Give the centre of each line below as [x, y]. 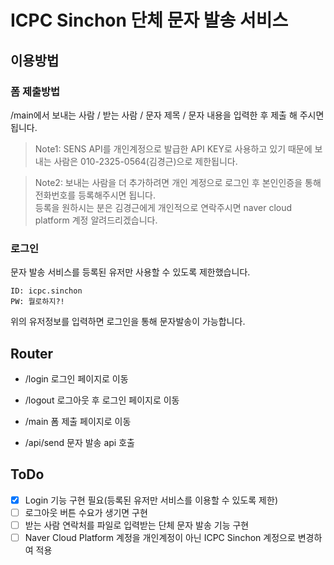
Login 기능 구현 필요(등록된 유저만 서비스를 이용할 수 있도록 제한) [151, 500]
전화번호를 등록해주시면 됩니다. [95, 195]
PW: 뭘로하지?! [37, 302]
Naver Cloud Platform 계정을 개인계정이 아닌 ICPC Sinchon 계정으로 [160, 537]
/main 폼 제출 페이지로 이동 [78, 421]
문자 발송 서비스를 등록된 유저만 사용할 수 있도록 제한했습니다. [130, 272]
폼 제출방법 [35, 91]
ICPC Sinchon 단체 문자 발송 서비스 [149, 20]
